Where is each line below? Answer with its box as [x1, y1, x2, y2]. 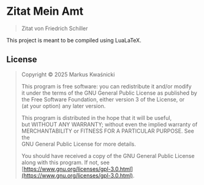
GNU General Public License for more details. [21, 140, 137, 148]
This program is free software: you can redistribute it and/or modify [21, 82, 192, 90]
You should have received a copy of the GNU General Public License [21, 152, 195, 159]
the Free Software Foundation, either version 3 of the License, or [21, 95, 185, 103]
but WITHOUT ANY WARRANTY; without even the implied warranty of [21, 120, 198, 128]
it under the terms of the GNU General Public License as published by [21, 89, 197, 96]
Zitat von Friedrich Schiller [21, 25, 88, 32]
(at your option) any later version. [21, 102, 106, 109]
